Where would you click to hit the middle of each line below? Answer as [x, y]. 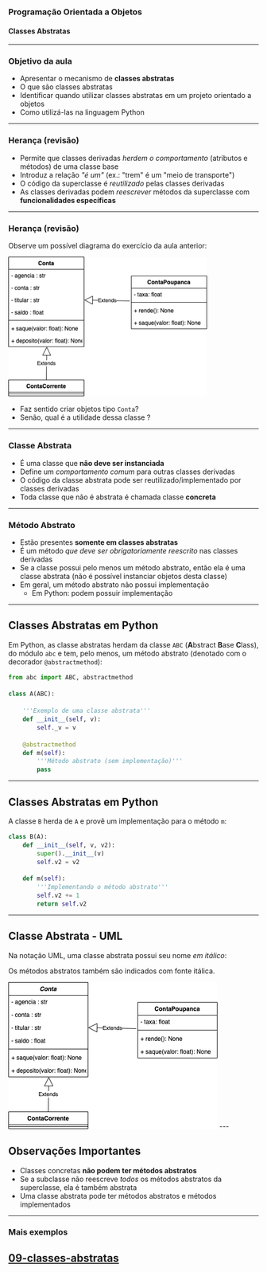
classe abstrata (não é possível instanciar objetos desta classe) [124, 576]
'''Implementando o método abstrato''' [103, 887]
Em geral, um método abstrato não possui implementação [114, 585]
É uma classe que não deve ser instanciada [92, 463]
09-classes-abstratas [64, 1258]
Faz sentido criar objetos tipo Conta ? [79, 409]
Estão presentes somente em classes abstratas [99, 542]
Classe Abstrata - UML [66, 936]
